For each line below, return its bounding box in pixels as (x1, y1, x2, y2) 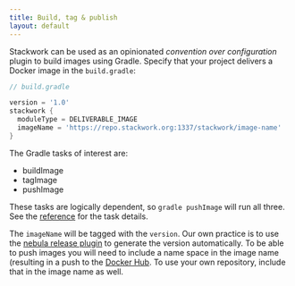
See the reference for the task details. (9, 211, 149, 222)
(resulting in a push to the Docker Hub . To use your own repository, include (9, 257, 286, 267)
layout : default (9, 21, 70, 30)
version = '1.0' (9, 98, 70, 107)
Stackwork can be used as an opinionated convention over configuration (9, 46, 277, 56)
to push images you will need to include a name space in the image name (9, 247, 280, 257)
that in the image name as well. (9, 265, 123, 277)
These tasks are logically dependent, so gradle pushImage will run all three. (9, 201, 285, 212)
